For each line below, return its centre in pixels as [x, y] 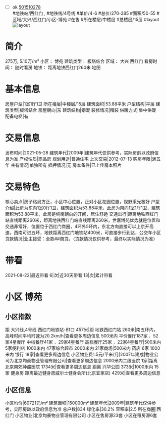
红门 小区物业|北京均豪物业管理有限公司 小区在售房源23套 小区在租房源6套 [81, 415]
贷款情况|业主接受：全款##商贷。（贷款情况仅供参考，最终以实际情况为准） [81, 238]
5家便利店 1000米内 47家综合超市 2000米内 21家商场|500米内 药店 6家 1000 [83, 348]
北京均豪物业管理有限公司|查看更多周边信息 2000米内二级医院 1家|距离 [85, 360]
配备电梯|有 [17, 116]
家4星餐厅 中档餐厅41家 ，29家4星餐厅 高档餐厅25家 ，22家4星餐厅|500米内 [83, 342]
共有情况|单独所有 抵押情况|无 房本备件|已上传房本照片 [66, 165]
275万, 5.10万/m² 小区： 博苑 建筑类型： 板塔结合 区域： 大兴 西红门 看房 [79, 61]
